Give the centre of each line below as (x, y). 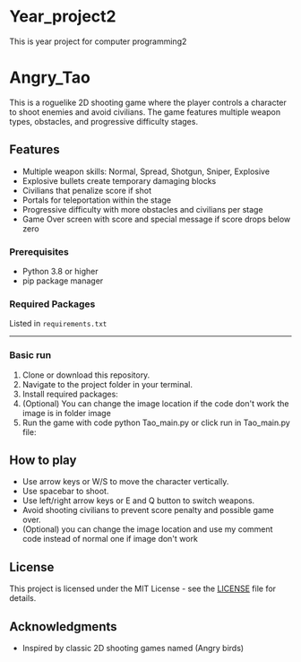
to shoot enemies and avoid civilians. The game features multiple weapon (145, 112)
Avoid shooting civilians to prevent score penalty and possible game (148, 510)
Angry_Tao (50, 78)
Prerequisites (39, 251)
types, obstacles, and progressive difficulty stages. (104, 121)
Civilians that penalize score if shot (87, 190)
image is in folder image (67, 413)
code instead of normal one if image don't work (110, 539)
